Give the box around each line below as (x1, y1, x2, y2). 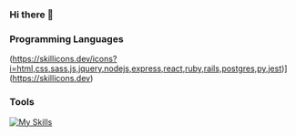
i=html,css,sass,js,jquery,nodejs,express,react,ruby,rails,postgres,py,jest (9, 63, 282, 74)
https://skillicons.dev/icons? (12, 54, 117, 65)
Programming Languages (9, 32, 125, 45)
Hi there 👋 (9, 8, 55, 21)
